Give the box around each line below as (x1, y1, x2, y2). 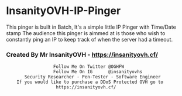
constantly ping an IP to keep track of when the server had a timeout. (6, 36, 173, 43)
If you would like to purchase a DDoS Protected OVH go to (16, 79, 164, 85)
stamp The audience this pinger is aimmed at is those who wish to (6, 29, 166, 36)
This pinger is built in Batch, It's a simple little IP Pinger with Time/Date (6, 23, 177, 30)
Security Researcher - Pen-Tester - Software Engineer (24, 74, 161, 80)
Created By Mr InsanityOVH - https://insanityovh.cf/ (6, 50, 158, 59)
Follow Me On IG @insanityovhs (53, 69, 143, 75)
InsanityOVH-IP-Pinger (6, 4, 121, 18)
